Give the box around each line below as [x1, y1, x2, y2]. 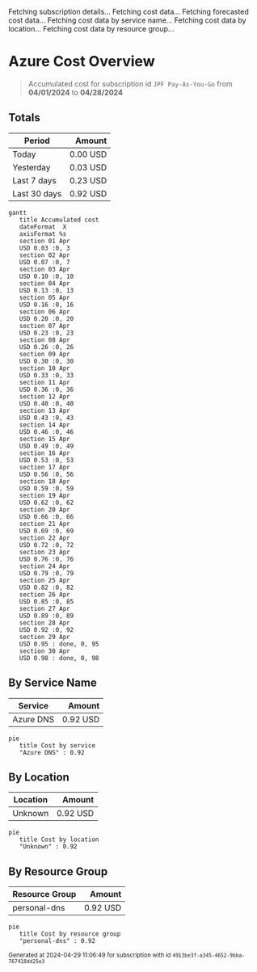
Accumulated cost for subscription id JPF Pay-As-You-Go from [27, 78, 233, 88]
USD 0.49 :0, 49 [19, 442, 74, 450]
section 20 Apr [19, 505, 70, 514]
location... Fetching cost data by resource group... [8, 24, 175, 33]
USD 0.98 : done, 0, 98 [19, 654, 99, 662]
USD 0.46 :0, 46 [19, 427, 74, 436]
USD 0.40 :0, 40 [19, 399, 74, 407]
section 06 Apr [19, 307, 70, 316]
